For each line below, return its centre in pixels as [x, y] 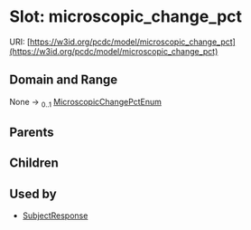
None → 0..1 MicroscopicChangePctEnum [86, 103]
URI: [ [20, 42]
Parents [32, 132]
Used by [33, 193]
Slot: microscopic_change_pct [125, 17]
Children [34, 163]
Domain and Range [64, 80]
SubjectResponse [55, 216]
